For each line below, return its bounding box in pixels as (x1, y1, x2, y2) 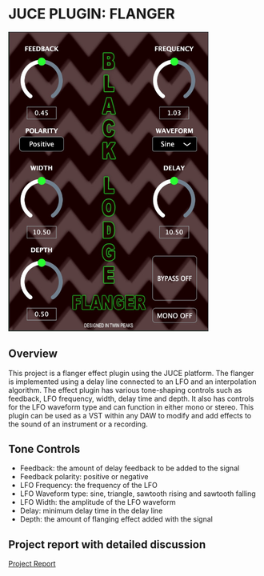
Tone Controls (8, 442, 81, 456)
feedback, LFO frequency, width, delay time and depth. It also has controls (8, 394, 254, 403)
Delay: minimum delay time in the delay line (19, 506, 163, 516)
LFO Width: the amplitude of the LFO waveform (19, 498, 176, 507)
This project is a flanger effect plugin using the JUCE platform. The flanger (8, 368, 254, 378)
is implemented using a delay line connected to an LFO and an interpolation (8, 377, 257, 386)
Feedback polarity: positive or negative (19, 472, 149, 482)
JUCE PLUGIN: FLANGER (8, 5, 175, 23)
